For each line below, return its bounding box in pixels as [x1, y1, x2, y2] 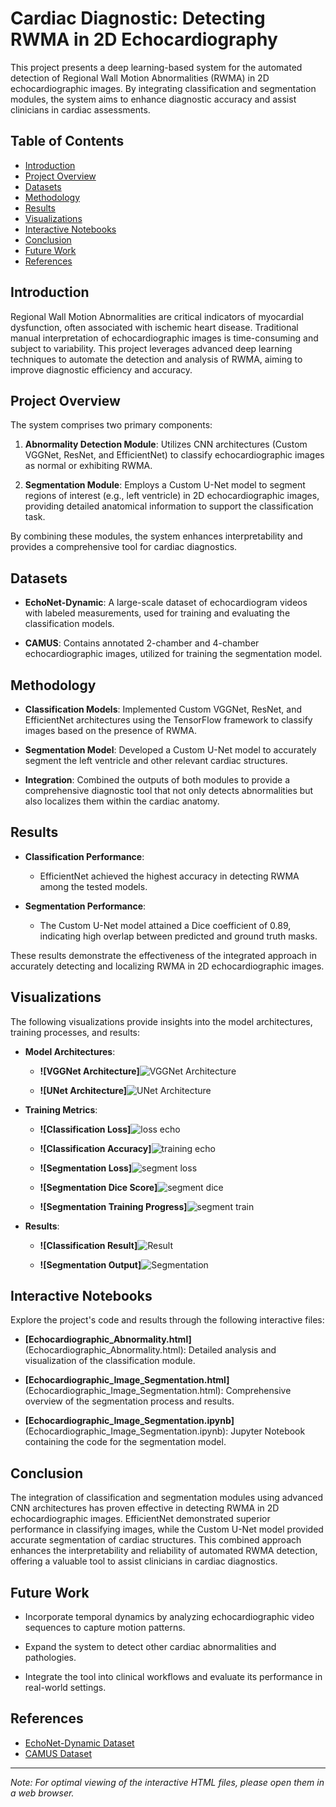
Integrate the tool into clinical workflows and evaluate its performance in [24, 1671, 323, 1683]
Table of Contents [10, 133, 125, 150]
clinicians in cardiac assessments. [10, 103, 151, 116]
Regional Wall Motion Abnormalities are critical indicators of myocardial [10, 310, 304, 322]
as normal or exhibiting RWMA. [24, 460, 153, 472]
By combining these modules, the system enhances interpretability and [10, 530, 303, 542]
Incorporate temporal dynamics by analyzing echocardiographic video [24, 1611, 315, 1623]
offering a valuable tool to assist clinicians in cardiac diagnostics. [10, 1555, 278, 1567]
